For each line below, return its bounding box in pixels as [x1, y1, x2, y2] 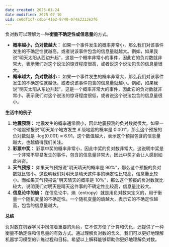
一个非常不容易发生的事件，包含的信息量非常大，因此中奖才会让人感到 [12, 152, 158, 158]
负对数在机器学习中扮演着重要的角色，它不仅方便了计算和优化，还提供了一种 [5, 224, 164, 230]
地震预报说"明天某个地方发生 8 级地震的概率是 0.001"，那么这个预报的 [17, 127, 162, 133]
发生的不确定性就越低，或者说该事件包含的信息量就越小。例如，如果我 [12, 80, 158, 86]
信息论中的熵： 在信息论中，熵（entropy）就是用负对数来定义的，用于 [12, 190, 158, 196]
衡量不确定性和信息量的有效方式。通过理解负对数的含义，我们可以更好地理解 [5, 230, 164, 236]
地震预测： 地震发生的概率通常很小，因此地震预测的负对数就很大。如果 [12, 120, 159, 126]
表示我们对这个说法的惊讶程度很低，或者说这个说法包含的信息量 [26, 92, 158, 98]
